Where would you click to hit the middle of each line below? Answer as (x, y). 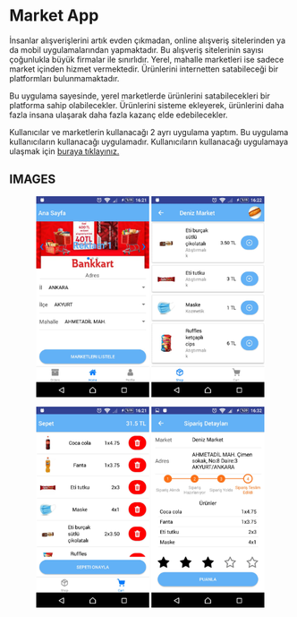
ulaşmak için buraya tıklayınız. (64, 151)
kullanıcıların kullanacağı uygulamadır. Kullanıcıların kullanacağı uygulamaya (149, 141)
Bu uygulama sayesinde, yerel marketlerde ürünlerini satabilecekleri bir (140, 96)
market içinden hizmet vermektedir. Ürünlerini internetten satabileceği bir (144, 69)
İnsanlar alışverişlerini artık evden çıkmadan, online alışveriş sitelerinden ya (148, 40)
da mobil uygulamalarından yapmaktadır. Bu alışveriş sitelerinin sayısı (136, 49)
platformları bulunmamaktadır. (64, 78)
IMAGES (33, 180)
